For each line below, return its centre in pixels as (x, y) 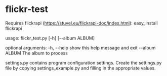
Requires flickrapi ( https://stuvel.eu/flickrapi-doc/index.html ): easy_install (81, 23)
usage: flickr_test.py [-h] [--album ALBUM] (50, 38)
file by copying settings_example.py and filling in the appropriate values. (80, 68)
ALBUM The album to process (37, 53)
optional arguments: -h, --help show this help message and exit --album (80, 47)
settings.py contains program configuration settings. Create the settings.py (83, 62)
